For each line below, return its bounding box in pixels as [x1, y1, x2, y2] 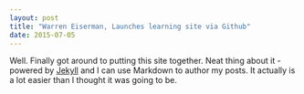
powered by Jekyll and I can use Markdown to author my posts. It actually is [9, 65, 296, 76]
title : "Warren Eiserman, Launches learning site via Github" [9, 22, 251, 31]
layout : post [9, 13, 59, 23]
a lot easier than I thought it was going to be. [9, 75, 178, 86]
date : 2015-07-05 [9, 30, 76, 39]
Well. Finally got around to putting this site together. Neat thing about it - [9, 56, 281, 67]
